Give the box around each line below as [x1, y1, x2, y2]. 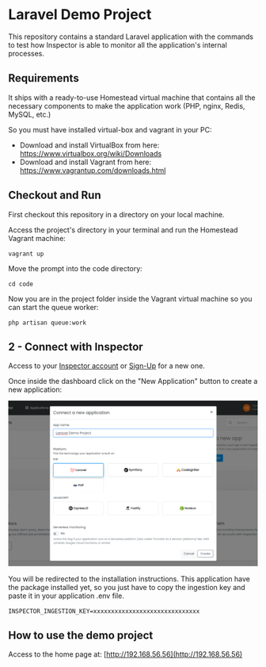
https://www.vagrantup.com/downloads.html [19, 165, 166, 175]
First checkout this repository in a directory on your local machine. [8, 209, 225, 219]
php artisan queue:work [8, 319, 87, 327]
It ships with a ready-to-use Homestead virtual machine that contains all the [8, 93, 256, 102]
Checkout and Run [8, 189, 101, 202]
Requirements [8, 71, 79, 85]
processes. [8, 48, 45, 58]
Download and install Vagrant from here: [19, 157, 152, 167]
